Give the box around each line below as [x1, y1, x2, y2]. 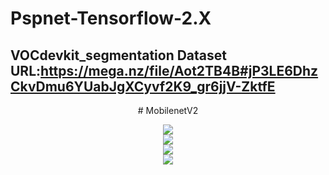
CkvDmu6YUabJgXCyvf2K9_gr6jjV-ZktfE [10, 78, 276, 95]
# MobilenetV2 [137, 105, 199, 116]
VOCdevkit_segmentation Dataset [10, 47, 228, 64]
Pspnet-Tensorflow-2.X [10, 7, 212, 30]
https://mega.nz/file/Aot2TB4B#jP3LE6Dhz [40, 62, 319, 79]
